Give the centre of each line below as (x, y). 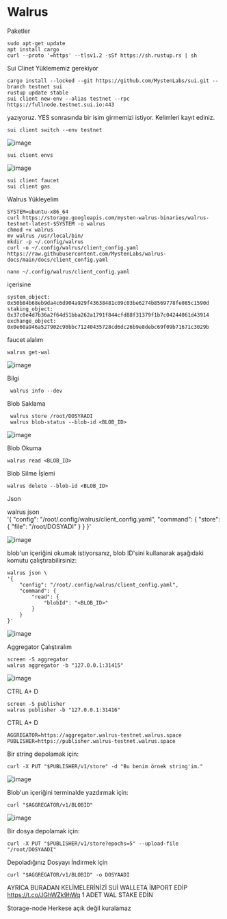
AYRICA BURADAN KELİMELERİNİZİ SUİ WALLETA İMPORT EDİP (97, 887)
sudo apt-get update (37, 43)
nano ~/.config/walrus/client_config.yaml (68, 271)
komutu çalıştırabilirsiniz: (42, 560)
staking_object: (30, 309)
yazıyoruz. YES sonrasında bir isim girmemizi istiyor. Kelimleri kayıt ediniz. (111, 117)
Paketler (19, 31)
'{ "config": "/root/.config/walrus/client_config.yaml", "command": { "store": (114, 519)
